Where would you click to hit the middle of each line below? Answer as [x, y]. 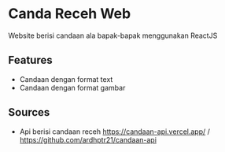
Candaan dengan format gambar [72, 87]
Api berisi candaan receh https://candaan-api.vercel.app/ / [115, 132]
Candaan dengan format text [66, 79]
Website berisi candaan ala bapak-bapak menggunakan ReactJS [113, 35]
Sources [29, 112]
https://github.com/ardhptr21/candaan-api [88, 139]
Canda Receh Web [70, 14]
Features [30, 60]
